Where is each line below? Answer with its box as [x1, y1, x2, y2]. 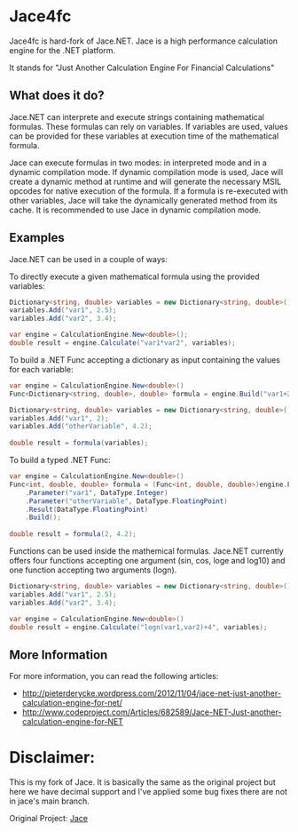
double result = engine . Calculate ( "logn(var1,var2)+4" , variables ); [9, 622, 268, 632]
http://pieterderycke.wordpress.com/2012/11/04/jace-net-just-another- [21, 688, 282, 699]
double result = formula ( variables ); [9, 438, 149, 448]
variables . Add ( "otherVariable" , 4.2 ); [9, 422, 153, 431]
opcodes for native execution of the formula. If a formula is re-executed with [9, 185, 288, 196]
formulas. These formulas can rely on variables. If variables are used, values [9, 121, 288, 132]
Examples [9, 230, 65, 245]
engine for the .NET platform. [9, 44, 116, 55]
